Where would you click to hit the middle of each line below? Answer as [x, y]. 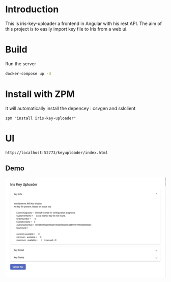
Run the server [21, 63]
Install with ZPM [40, 94]
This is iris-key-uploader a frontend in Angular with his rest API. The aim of [83, 23]
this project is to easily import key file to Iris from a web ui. [66, 29]
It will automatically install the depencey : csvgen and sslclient [70, 108]
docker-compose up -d [28, 73]
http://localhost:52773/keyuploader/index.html [57, 152]
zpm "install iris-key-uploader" [41, 118]
